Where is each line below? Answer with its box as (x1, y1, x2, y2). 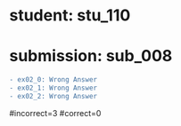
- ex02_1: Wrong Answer (9, 83, 98, 92)
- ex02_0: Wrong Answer (9, 75, 98, 84)
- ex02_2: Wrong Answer (9, 91, 98, 100)
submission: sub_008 (9, 46, 173, 67)
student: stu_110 (9, 5, 131, 26)
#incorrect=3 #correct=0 (9, 107, 102, 118)
